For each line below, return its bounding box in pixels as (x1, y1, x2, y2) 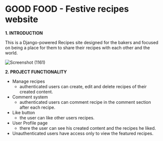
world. (5, 50, 18, 56)
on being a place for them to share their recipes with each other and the (5, 45, 150, 50)
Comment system (12, 94, 48, 100)
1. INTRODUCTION (5, 30, 43, 36)
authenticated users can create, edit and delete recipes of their (19, 83, 147, 89)
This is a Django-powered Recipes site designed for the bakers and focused (5, 39, 159, 45)
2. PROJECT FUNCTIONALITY (5, 69, 67, 74)
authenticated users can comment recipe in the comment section (19, 99, 151, 105)
